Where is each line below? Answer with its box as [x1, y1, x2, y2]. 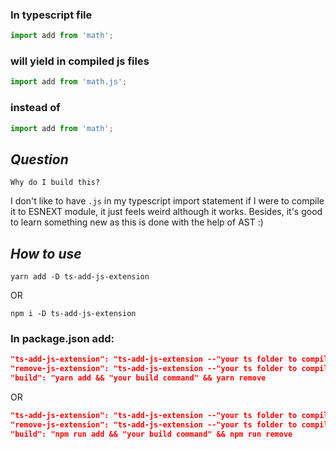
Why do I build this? [10, 178, 101, 188]
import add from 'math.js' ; [10, 77, 128, 87]
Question [10, 151, 69, 168]
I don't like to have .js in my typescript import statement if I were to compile [10, 195, 325, 207]
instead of [10, 101, 61, 115]
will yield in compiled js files [10, 54, 150, 68]
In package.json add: [10, 332, 115, 346]
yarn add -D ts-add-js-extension [10, 272, 150, 282]
